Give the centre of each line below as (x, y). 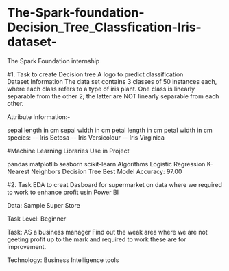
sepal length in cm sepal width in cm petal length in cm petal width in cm (110, 130)
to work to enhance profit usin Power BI (63, 192)
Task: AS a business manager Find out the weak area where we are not (107, 232)
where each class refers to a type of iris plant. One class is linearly (101, 89)
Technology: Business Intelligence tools (63, 260)
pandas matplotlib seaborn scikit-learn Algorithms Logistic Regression (106, 164)
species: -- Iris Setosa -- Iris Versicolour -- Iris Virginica (86, 137)
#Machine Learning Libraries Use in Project (68, 151)
